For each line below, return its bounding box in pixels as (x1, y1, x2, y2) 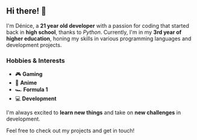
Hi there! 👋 (6, 6, 47, 16)
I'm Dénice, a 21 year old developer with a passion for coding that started (6, 22, 190, 29)
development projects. (6, 41, 62, 48)
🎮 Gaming (14, 71, 43, 78)
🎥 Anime (14, 79, 37, 86)
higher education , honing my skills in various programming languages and (6, 34, 192, 42)
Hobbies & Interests (6, 56, 65, 65)
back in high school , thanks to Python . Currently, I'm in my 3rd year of (6, 28, 182, 36)
